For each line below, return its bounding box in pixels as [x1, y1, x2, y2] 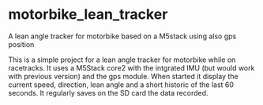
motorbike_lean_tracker [8, 5, 168, 24]
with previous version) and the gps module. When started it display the [8, 71, 239, 81]
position [8, 39, 35, 49]
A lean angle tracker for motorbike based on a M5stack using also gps [8, 31, 237, 41]
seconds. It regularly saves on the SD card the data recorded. [8, 88, 209, 97]
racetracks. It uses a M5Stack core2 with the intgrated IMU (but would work [8, 63, 255, 72]
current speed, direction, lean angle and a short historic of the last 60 [8, 80, 235, 89]
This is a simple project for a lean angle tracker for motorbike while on [8, 55, 236, 64]
